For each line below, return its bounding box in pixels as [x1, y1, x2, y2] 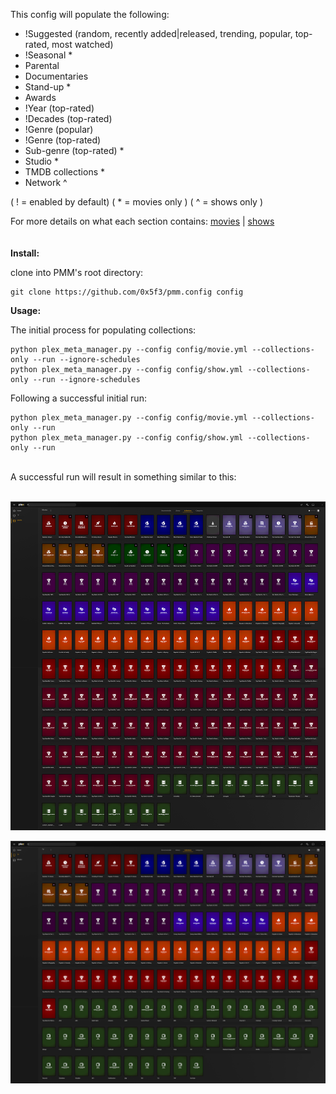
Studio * [24, 155, 59, 167]
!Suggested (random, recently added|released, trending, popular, [24, 28, 293, 39]
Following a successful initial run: [10, 392, 147, 404]
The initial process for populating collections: [10, 324, 197, 336]
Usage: [10, 305, 42, 316]
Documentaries [24, 70, 89, 82]
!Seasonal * [24, 49, 73, 61]
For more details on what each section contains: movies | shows [10, 215, 275, 227]
